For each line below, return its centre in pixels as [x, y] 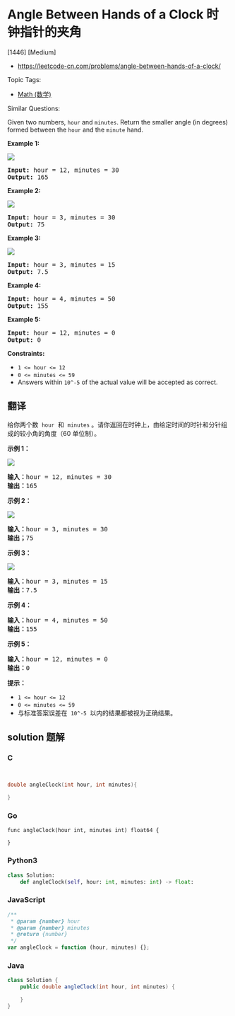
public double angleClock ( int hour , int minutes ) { [97, 987]
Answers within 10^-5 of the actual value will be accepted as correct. [117, 382]
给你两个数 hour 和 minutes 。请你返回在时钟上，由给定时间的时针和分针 [114, 425]
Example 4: [24, 285]
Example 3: [24, 238]
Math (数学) [34, 94]
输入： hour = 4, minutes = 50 [58, 620]
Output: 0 [24, 340]
